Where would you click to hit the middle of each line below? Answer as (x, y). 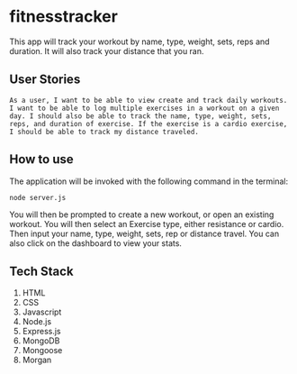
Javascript (42, 312)
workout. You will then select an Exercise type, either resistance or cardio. (147, 223)
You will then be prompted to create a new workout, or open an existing (142, 214)
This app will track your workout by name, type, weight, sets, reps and (139, 41)
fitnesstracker (64, 17)
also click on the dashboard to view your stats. (96, 243)
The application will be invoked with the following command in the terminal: (149, 181)
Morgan (37, 360)
